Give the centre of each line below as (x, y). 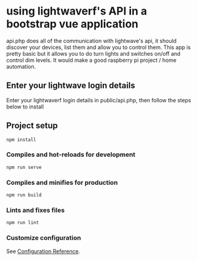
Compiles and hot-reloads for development (71, 154)
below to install (25, 107)
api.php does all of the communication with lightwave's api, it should (92, 41)
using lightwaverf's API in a (77, 11)
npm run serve (24, 167)
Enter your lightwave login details (71, 86)
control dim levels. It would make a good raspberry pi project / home (92, 60)
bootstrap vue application (73, 24)
